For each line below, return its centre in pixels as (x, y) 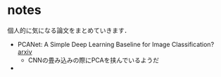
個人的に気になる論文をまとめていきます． (69, 30)
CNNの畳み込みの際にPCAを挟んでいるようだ (94, 60)
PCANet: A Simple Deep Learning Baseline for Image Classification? (116, 44)
